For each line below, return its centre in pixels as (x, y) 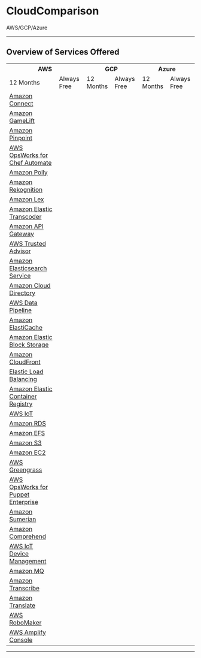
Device (19, 554)
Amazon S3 (25, 443)
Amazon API (26, 226)
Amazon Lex (27, 199)
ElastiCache (26, 327)
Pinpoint (21, 138)
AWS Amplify (28, 632)
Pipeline (20, 310)
